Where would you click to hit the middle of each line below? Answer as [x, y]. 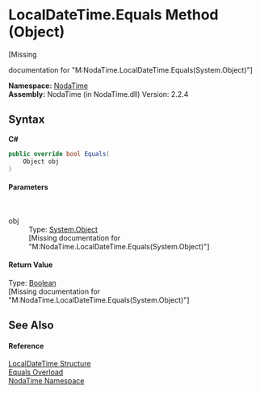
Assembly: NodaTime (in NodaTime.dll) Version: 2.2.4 [99, 94]
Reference [26, 345]
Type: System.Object [63, 229]
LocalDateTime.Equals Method [113, 15]
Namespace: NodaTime [48, 86]
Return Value [31, 265]
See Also [31, 326]
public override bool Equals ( [59, 154]
